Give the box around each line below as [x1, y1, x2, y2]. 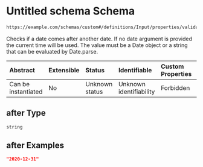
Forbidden [161, 83, 190, 92]
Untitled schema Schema [6, 4, 135, 18]
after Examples [6, 140, 65, 151]
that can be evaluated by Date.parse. [6, 48, 98, 55]
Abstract [9, 66, 35, 74]
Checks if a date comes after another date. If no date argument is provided [6, 35, 192, 42]
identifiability [118, 87, 155, 96]
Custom [161, 62, 184, 71]
